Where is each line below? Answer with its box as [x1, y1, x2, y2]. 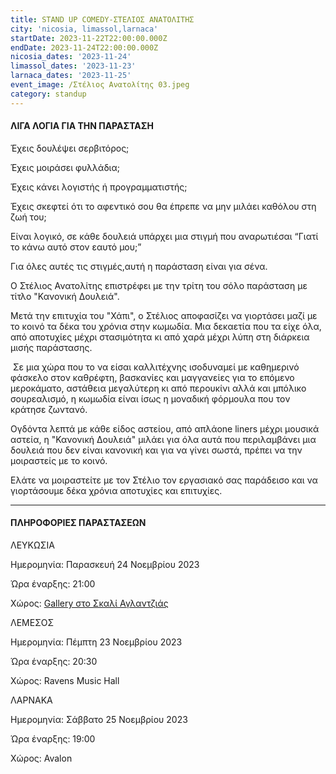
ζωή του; [10, 211, 47, 223]
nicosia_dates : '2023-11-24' [10, 52, 132, 62]
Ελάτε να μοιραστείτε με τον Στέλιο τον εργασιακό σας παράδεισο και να [10, 474, 318, 486]
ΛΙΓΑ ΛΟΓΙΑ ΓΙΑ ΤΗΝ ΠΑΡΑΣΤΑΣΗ [10, 120, 154, 132]
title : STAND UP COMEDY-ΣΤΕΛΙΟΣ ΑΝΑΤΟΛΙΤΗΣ [10, 14, 195, 25]
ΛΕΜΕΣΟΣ [10, 617, 55, 629]
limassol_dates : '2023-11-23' [10, 61, 137, 71]
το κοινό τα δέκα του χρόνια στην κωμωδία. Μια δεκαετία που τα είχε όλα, [10, 320, 322, 332]
